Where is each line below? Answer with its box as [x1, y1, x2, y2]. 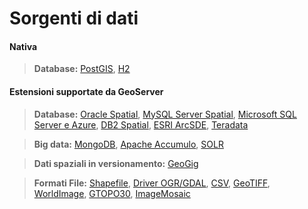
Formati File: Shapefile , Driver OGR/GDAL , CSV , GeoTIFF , [33, 177, 271, 189]
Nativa [9, 40, 38, 52]
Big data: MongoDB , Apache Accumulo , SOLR [33, 138, 224, 150]
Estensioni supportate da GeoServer [9, 85, 164, 97]
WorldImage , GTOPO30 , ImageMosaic [33, 187, 191, 199]
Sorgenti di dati [9, 7, 139, 30]
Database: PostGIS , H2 [33, 63, 131, 75]
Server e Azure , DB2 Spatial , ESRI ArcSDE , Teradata [33, 118, 249, 131]
